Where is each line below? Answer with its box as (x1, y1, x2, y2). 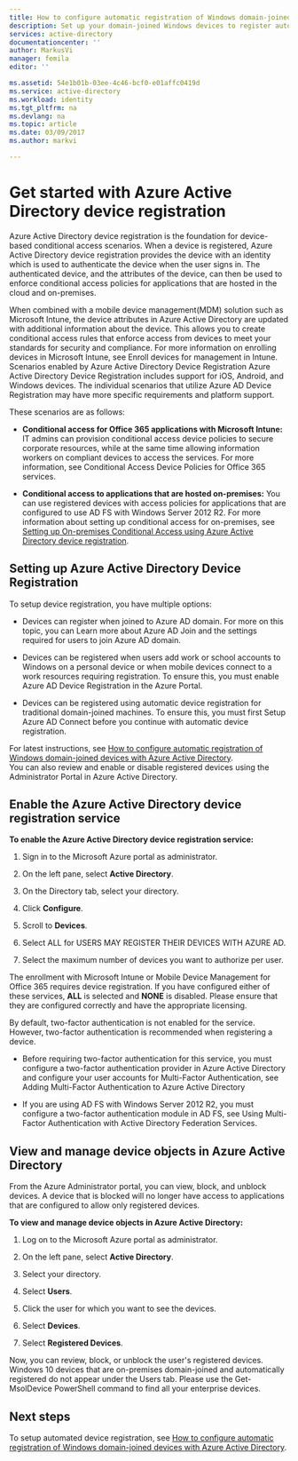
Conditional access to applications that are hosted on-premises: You (21, 488, 281, 498)
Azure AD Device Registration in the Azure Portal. (21, 680, 203, 691)
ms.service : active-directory (9, 86, 122, 96)
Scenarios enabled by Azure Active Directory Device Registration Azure (9, 361, 271, 371)
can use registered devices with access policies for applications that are (21, 497, 286, 508)
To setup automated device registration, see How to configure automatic (9, 1433, 274, 1443)
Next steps (9, 1409, 71, 1424)
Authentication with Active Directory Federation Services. (47, 1118, 257, 1129)
